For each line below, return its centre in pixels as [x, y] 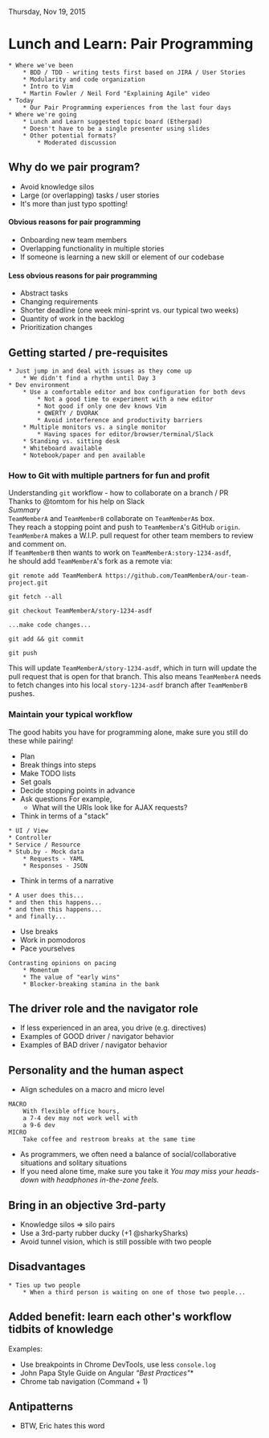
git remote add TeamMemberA [55, 576]
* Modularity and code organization [84, 79]
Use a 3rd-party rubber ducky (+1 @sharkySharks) [104, 1233]
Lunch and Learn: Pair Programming [131, 44]
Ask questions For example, [66, 799]
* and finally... [37, 916]
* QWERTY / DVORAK [68, 413]
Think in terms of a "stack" [64, 816]
